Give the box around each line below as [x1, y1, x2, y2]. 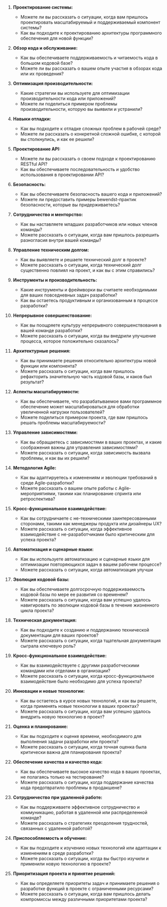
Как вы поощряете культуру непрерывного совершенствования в [20, 322, 162, 328]
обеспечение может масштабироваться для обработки [20, 404, 139, 409]
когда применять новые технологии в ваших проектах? [20, 703, 139, 709]
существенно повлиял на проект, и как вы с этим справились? [20, 267, 155, 273]
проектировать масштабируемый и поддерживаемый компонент [20, 20, 160, 25]
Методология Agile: [12, 465, 56, 471]
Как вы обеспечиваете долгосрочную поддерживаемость [20, 586, 145, 592]
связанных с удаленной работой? [20, 825, 92, 831]
